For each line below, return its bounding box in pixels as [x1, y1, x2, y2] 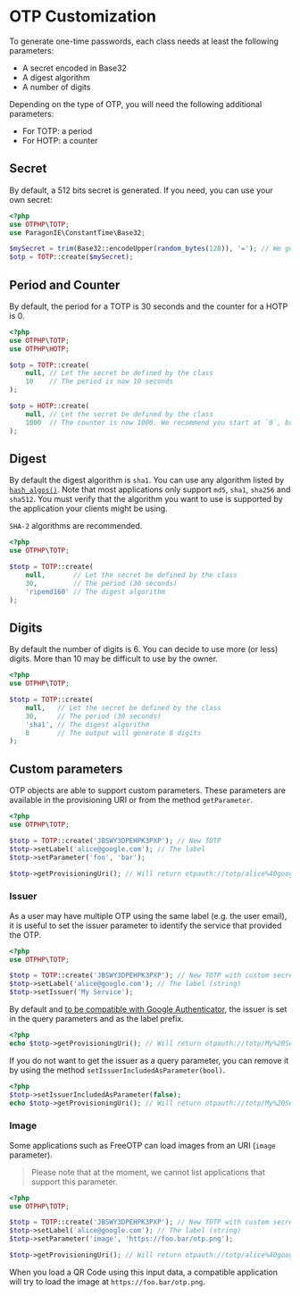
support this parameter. [30, 1176, 118, 1187]
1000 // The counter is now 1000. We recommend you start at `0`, [25, 418, 281, 427]
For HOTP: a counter [21, 135, 98, 146]
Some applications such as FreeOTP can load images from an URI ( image [9, 1140, 276, 1150]
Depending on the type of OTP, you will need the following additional [9, 98, 262, 109]
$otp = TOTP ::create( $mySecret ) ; [9, 253, 134, 262]
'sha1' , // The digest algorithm [25, 720, 150, 729]
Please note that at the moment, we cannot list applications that [30, 1166, 265, 1177]
